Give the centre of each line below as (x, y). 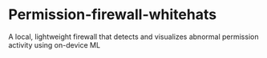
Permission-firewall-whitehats (113, 15)
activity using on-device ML (55, 44)
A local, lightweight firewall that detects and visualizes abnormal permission (133, 37)
